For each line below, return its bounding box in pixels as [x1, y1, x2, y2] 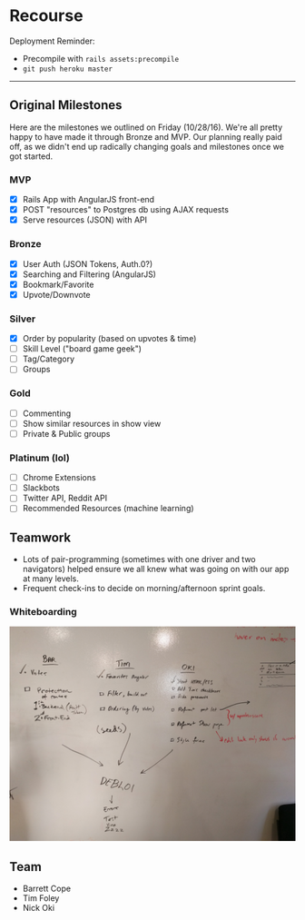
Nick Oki [22, 903, 55, 914]
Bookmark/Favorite [22, 279, 94, 290]
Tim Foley [22, 893, 60, 904]
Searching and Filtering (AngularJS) [22, 269, 157, 280]
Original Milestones [9, 97, 123, 114]
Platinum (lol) [9, 451, 70, 464]
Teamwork [9, 529, 71, 545]
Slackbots [22, 482, 61, 493]
